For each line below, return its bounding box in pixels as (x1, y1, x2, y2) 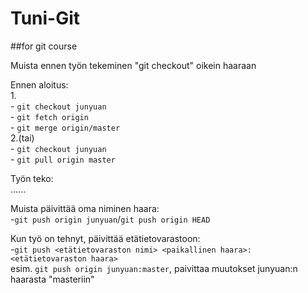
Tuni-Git (10, 7, 81, 30)
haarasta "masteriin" (10, 273, 95, 285)
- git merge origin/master (10, 121, 121, 133)
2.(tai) (10, 132, 35, 144)
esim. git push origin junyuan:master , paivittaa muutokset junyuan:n (10, 262, 298, 274)
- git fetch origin (10, 110, 89, 122)
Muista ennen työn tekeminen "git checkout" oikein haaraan (10, 59, 257, 71)
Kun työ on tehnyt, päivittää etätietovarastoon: (10, 232, 201, 244)
